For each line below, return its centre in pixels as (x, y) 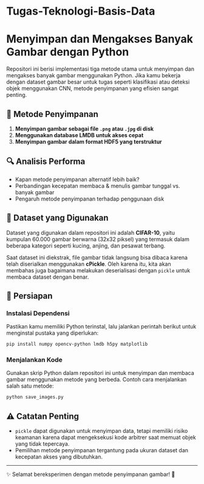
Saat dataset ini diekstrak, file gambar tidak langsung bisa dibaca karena (97, 257)
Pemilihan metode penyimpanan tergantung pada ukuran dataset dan (102, 450)
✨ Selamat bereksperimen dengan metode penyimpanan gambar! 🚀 (91, 474)
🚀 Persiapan (29, 296)
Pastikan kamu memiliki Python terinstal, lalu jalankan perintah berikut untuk (101, 327)
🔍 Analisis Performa (46, 162)
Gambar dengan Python (68, 52)
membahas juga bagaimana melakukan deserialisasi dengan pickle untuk (98, 270)
